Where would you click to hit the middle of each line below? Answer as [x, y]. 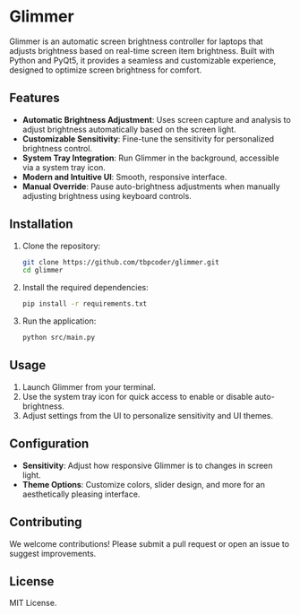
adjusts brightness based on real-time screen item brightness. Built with [142, 50]
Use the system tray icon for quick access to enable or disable [137, 396]
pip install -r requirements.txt [85, 304]
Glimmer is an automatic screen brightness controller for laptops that [136, 41]
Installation [41, 225]
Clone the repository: [61, 246]
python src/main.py [59, 338]
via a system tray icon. [64, 167]
